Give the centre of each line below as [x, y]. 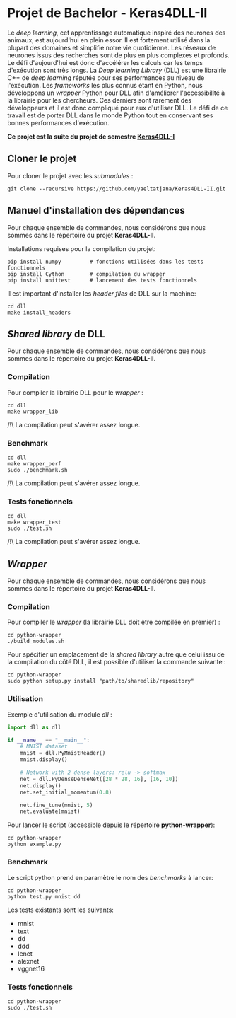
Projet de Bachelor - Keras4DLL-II [107, 13]
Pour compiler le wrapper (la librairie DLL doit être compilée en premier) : [114, 622]
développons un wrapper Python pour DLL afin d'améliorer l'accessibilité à [116, 93]
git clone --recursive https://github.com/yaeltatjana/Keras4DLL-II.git [117, 189]
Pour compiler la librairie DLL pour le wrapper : [75, 392]
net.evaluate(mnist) [50, 811]
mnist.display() [44, 760]
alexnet [28, 961]
